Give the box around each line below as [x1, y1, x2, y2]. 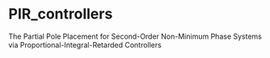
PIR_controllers [8, 5, 113, 23]
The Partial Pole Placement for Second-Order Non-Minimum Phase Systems [8, 31, 263, 41]
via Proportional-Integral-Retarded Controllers [8, 39, 162, 49]
